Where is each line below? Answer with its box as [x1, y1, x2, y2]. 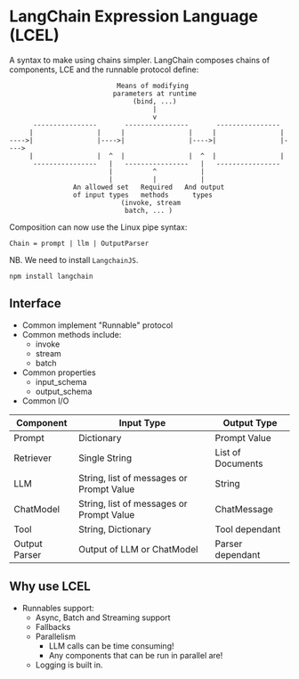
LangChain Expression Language [9, 6, 259, 27]
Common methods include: [21, 329, 122, 339]
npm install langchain [9, 272, 93, 281]
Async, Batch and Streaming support [35, 612, 171, 623]
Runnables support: [21, 602, 95, 613]
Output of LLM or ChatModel [78, 543, 198, 555]
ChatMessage [214, 503, 274, 515]
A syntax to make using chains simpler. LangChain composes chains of [9, 54, 270, 65]
